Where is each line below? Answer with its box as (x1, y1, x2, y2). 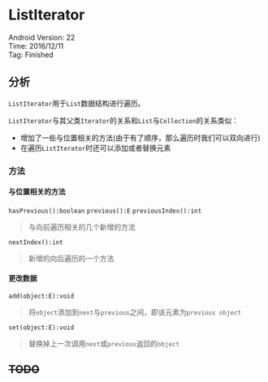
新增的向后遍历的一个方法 (28, 253, 115, 263)
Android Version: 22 (8, 32, 76, 42)
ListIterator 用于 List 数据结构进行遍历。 (8, 98, 145, 108)
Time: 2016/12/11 (8, 41, 64, 50)
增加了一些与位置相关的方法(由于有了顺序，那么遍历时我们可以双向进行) (19, 132, 262, 143)
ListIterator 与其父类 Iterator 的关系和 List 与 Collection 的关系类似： (8, 115, 240, 125)
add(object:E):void (8, 292, 75, 301)
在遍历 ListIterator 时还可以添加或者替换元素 (19, 143, 171, 152)
